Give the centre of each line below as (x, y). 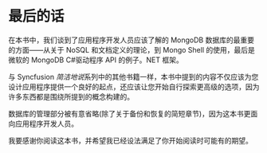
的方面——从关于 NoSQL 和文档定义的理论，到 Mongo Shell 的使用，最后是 (132, 49)
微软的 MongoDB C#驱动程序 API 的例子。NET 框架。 (96, 60)
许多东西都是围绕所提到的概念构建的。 (71, 96)
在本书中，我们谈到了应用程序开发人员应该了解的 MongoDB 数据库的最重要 (132, 40)
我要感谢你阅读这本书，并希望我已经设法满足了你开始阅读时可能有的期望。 (130, 140)
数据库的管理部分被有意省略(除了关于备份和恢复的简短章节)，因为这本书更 (130, 113)
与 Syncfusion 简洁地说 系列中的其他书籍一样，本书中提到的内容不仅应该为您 (133, 76)
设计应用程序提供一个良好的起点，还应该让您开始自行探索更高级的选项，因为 (134, 86)
